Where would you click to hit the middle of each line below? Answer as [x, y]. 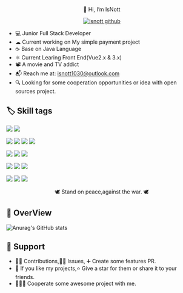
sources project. [35, 91]
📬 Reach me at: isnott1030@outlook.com [67, 73]
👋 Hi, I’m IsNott [102, 9]
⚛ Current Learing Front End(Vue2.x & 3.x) [68, 57]
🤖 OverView [29, 213]
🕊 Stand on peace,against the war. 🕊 [102, 192]
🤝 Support [26, 247]
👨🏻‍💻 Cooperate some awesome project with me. [75, 284]
